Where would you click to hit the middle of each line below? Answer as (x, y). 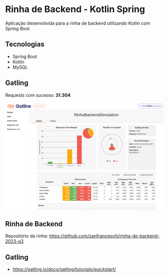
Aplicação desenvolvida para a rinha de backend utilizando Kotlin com (78, 23)
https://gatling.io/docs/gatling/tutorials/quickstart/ (64, 269)
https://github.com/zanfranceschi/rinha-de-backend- (105, 236)
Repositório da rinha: (27, 236)
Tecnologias (25, 44)
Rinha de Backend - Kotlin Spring (75, 9)
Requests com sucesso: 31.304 (38, 95)
